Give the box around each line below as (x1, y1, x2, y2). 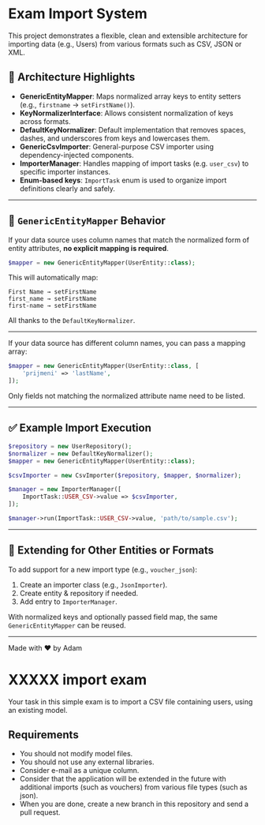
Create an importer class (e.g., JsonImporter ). (19, 579, 168, 589)
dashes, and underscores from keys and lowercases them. (19, 133, 211, 143)
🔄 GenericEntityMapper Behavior (8, 214, 166, 227)
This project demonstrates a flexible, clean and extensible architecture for (8, 31, 248, 40)
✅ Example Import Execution (8, 422, 151, 435)
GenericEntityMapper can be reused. (8, 621, 126, 630)
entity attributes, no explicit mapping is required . (8, 243, 170, 253)
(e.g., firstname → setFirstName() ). (19, 99, 136, 109)
